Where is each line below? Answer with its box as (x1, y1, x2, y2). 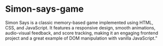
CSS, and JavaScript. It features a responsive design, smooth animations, (5, 24, 156, 30)
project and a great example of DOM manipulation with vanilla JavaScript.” (5, 35, 158, 41)
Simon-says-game (5, 3, 84, 15)
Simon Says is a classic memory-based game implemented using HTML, (5, 20, 154, 25)
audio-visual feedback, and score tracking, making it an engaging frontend (5, 30, 159, 36)
